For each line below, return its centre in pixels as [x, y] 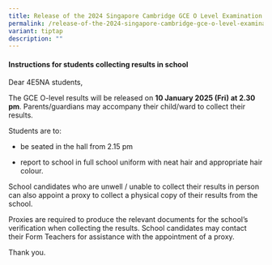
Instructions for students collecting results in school [98, 64]
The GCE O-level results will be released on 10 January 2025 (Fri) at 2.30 [132, 98]
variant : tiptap [36, 31]
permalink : [27, 24]
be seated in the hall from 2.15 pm [76, 147]
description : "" [36, 38]
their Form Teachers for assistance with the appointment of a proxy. [121, 237]
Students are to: [35, 131]
